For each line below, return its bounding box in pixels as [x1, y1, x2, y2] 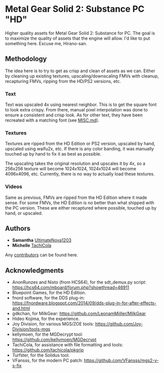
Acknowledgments [5, 266, 64, 274]
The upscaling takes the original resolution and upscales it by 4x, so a [5, 160, 145, 166]
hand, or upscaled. [5, 210, 43, 216]
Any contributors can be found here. [5, 252, 78, 258]
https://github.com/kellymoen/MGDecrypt [12, 337, 97, 343]
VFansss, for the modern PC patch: [12, 357, 83, 364]
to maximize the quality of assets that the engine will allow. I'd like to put [5, 35, 150, 41]
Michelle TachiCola [12, 242, 52, 248]
